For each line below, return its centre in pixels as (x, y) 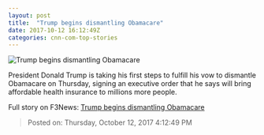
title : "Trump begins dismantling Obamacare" (86, 23)
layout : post (30, 15)
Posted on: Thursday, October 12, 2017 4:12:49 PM (110, 122)
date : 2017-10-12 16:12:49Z (54, 30)
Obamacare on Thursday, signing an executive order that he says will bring (130, 84)
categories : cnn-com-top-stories (63, 37)
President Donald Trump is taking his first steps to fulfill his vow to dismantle (132, 75)
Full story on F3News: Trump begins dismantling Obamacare (106, 107)
